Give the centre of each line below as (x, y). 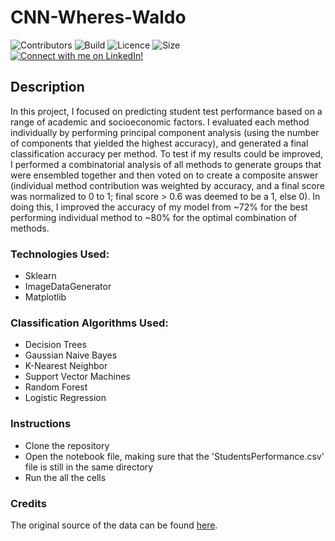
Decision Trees (55, 345)
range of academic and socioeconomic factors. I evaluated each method (160, 122)
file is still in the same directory (89, 467)
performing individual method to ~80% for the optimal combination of (154, 217)
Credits (28, 503)
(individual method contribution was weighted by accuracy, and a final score (167, 185)
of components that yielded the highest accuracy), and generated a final (159, 143)
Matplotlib (45, 297)
